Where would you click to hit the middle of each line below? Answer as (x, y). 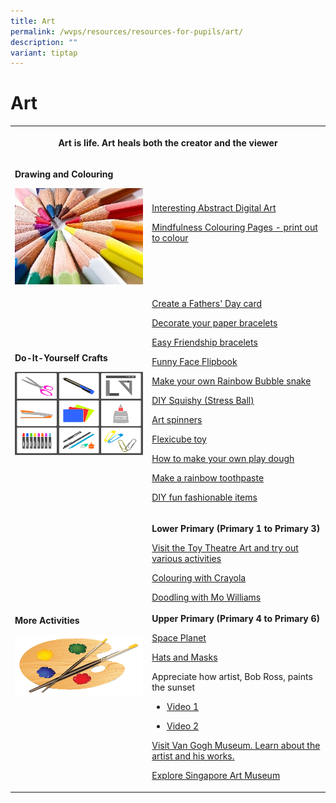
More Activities (47, 620)
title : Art (33, 21)
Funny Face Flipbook (194, 361)
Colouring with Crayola (199, 578)
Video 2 (183, 726)
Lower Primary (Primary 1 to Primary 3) (236, 529)
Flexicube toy (179, 439)
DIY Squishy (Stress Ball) (203, 400)
